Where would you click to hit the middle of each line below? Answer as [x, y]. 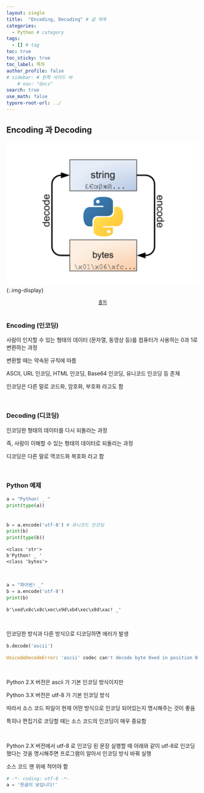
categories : [21, 26]
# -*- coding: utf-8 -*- [38, 778]
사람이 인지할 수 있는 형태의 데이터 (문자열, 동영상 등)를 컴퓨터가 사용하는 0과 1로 [102, 340]
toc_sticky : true [28, 58]
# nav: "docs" [35, 84]
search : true [23, 90]
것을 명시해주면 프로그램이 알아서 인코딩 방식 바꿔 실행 [87, 753]
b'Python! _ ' [24, 556]
